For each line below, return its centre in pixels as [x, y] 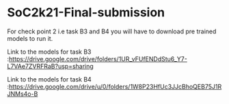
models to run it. [30, 38]
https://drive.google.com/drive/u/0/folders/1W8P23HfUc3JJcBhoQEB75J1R [116, 86]
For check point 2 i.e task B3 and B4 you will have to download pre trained [112, 31]
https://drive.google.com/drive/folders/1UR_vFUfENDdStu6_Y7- [98, 58]
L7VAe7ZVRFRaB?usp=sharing [50, 66]
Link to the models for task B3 [49, 52]
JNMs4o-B [23, 94]
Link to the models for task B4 [50, 79]
